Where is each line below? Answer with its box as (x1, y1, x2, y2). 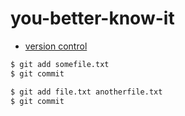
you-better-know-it (10, 7, 175, 30)
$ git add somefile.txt (10, 59, 110, 69)
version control (24, 40, 88, 52)
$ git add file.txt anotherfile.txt (10, 87, 163, 97)
